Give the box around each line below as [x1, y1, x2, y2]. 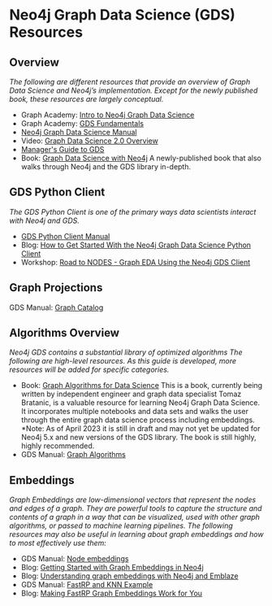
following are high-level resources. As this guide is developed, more [9, 356, 237, 366]
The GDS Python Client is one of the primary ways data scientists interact [9, 207, 257, 216]
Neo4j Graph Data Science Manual [20, 128, 137, 137]
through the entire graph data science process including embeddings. [20, 415, 255, 425]
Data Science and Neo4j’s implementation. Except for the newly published [9, 85, 258, 95]
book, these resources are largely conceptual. [9, 94, 164, 103]
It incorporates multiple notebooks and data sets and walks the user [20, 407, 248, 416]
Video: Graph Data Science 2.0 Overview [20, 136, 159, 146]
